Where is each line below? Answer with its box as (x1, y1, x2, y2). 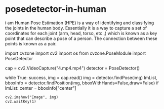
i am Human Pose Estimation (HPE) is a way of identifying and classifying (5, 20, 154, 26)
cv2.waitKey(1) (5, 99, 37, 104)
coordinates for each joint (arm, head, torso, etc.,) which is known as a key (5, 30, 157, 36)
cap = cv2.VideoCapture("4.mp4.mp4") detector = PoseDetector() (5, 65, 140, 71)
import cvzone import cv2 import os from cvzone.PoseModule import (5, 50, 146, 56)
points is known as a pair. (5, 40, 57, 46)
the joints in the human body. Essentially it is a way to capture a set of (5, 25, 147, 31)
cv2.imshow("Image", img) (5, 95, 58, 100)
